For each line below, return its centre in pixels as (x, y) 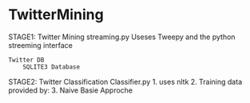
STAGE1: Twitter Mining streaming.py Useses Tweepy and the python (122, 37)
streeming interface (41, 45)
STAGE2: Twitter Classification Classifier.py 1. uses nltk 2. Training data (125, 81)
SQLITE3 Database (52, 67)
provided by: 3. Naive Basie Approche (71, 90)
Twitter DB (26, 60)
